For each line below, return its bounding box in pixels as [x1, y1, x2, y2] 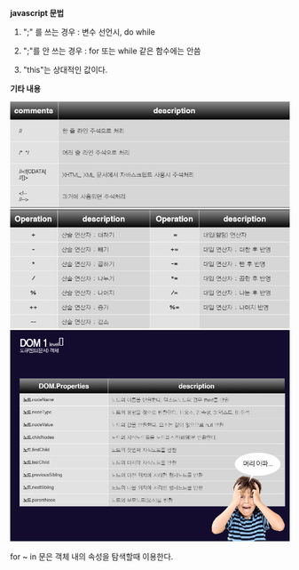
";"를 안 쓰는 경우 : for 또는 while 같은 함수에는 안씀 [22, 45, 201, 56]
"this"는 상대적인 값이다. [22, 65, 108, 75]
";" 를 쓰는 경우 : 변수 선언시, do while [22, 27, 156, 37]
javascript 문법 [10, 8, 65, 18]
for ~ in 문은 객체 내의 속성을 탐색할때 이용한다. [10, 551, 174, 562]
